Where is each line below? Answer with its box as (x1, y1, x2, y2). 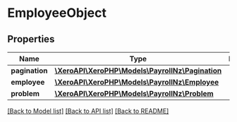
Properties (7, 33, 55, 45)
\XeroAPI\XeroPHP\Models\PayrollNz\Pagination (54, 66, 222, 75)
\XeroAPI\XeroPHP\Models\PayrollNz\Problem (54, 89, 214, 98)
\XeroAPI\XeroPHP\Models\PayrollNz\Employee (54, 78, 219, 87)
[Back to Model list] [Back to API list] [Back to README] (7, 107, 169, 115)
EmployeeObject (7, 5, 107, 21)
